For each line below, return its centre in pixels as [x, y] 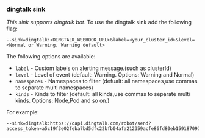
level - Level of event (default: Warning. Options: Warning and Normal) [105, 75]
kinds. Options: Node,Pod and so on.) [62, 101]
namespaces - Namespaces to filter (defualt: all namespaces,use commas [106, 81]
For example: [23, 112]
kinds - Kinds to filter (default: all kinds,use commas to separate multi [103, 94]
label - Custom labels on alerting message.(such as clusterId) [93, 68]
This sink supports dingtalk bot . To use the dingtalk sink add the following [99, 22]
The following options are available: [51, 57]
